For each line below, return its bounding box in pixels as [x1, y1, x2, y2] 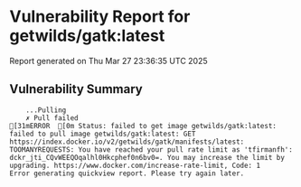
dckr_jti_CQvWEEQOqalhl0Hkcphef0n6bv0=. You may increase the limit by [9, 153, 285, 162]
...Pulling [25, 106, 67, 115]
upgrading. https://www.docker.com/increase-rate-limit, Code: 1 [9, 161, 260, 170]
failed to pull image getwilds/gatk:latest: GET [9, 129, 196, 138]
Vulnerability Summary [9, 81, 143, 97]
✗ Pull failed [25, 113, 79, 123]
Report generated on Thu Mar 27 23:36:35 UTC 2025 [9, 55, 208, 66]
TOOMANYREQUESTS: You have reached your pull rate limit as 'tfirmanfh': [9, 145, 294, 154]
